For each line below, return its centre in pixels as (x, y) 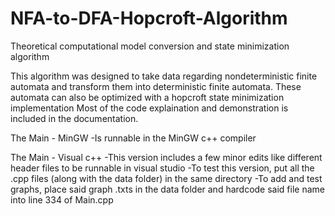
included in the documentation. (74, 118)
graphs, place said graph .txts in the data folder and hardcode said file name (167, 189)
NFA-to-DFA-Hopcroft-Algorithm (149, 18)
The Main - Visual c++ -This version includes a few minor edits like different (166, 157)
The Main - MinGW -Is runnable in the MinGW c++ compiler (133, 138)
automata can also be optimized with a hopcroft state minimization (147, 97)
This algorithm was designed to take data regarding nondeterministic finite (164, 76)
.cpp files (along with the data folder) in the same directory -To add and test (166, 178)
